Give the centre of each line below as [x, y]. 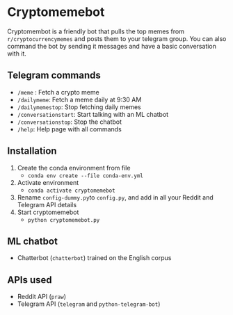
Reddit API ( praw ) [41, 297]
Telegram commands [54, 75]
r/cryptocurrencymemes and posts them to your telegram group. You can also [117, 38]
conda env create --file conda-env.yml [86, 176]
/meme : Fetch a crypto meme [58, 92]
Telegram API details [47, 204]
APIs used [30, 280]
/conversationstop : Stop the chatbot [70, 122]
